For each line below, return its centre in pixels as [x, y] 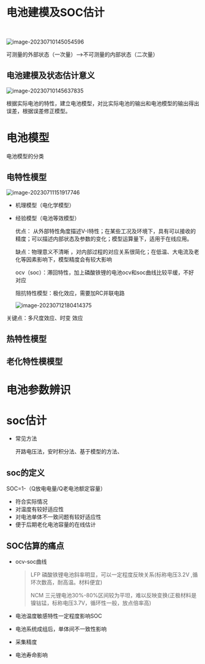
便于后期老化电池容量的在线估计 [55, 524]
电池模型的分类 [25, 156]
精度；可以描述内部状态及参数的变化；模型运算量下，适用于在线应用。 [104, 239]
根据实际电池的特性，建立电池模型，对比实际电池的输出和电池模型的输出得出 [103, 103]
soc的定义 [25, 473]
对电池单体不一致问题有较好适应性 [58, 517]
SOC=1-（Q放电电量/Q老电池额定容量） [56, 489]
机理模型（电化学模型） [45, 205]
